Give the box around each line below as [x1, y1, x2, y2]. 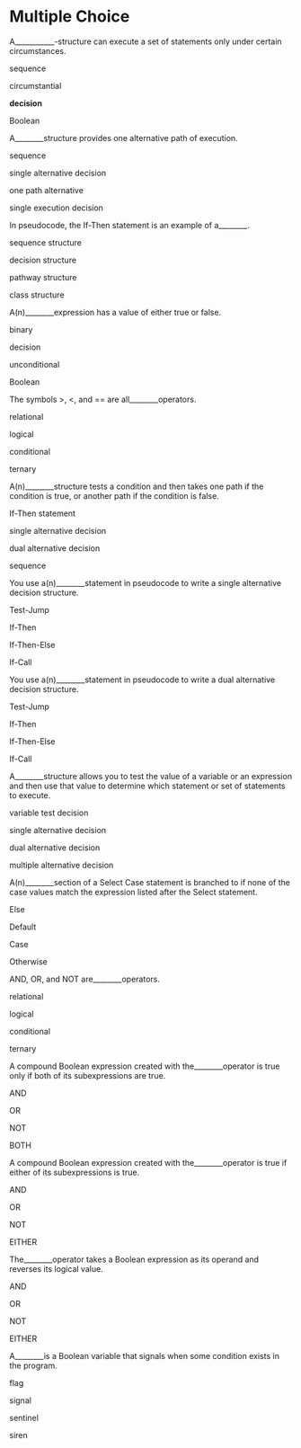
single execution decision [9, 202, 103, 213]
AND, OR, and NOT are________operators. [9, 973, 160, 984]
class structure [9, 289, 65, 300]
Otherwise [9, 955, 48, 967]
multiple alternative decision [9, 859, 114, 870]
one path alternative [9, 184, 84, 195]
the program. [9, 1360, 58, 1371]
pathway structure [9, 271, 77, 282]
